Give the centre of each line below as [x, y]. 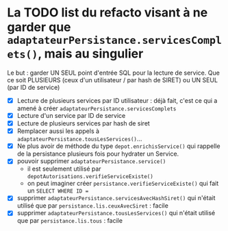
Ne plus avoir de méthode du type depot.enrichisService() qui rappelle [118, 146]
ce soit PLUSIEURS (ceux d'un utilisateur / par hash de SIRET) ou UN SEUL [112, 80]
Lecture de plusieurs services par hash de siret [84, 123]
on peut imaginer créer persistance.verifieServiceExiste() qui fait [123, 184]
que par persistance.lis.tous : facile [70, 221]
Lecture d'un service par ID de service [71, 115]
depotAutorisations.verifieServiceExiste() [90, 177]
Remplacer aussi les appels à [58, 131]
